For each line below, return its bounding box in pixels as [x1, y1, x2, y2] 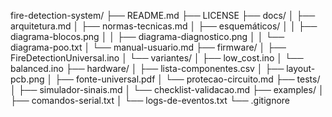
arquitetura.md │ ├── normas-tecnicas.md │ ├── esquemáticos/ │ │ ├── [10, 20, 318, 32]
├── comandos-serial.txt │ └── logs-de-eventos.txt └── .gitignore [10, 95, 291, 106]
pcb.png [10, 73, 45, 85]
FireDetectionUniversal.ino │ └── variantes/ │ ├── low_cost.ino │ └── [10, 52, 304, 64]
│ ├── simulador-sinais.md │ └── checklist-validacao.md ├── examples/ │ [10, 84, 325, 95]
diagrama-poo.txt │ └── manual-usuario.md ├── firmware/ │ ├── [10, 41, 287, 53]
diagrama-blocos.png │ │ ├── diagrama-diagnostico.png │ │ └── [10, 31, 285, 42]
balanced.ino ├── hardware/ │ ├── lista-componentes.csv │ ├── [10, 63, 285, 74]
